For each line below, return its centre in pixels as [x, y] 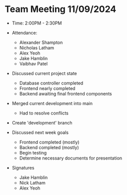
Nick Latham [32, 182]
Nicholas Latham [37, 47]
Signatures [23, 167]
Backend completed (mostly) [49, 147]
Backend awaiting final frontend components [65, 93]
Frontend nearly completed [47, 88]
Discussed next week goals [40, 132]
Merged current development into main [52, 103]
